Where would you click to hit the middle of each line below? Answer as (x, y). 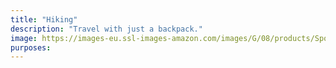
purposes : (31, 47)
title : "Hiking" (44, 19)
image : (24, 38)
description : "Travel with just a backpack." (106, 29)
